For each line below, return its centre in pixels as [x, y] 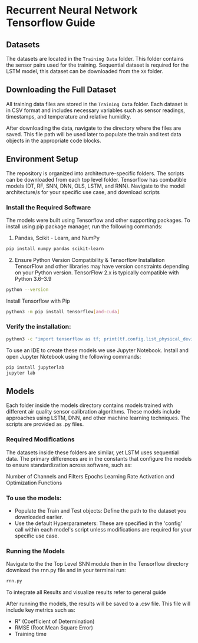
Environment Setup [42, 159]
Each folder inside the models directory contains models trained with [90, 405]
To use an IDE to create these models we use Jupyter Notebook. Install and [97, 350]
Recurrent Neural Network [72, 10]
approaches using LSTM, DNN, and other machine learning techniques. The [98, 418]
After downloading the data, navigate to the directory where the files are [94, 128]
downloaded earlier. [39, 517]
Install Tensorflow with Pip [38, 301]
